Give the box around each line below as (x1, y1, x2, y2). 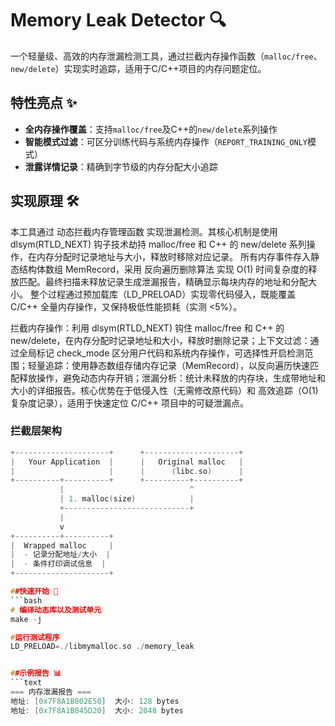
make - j (10, 614, 43, 624)
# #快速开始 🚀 (10, 587, 59, 597)
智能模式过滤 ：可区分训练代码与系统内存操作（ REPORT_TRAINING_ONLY (24, 135, 308, 147)
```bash (10, 595, 43, 606)
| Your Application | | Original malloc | (10, 457, 244, 467)
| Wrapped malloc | (10, 540, 114, 551)
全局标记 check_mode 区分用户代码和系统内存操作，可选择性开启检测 (18, 347, 305, 359)
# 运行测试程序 (10, 632, 60, 642)
